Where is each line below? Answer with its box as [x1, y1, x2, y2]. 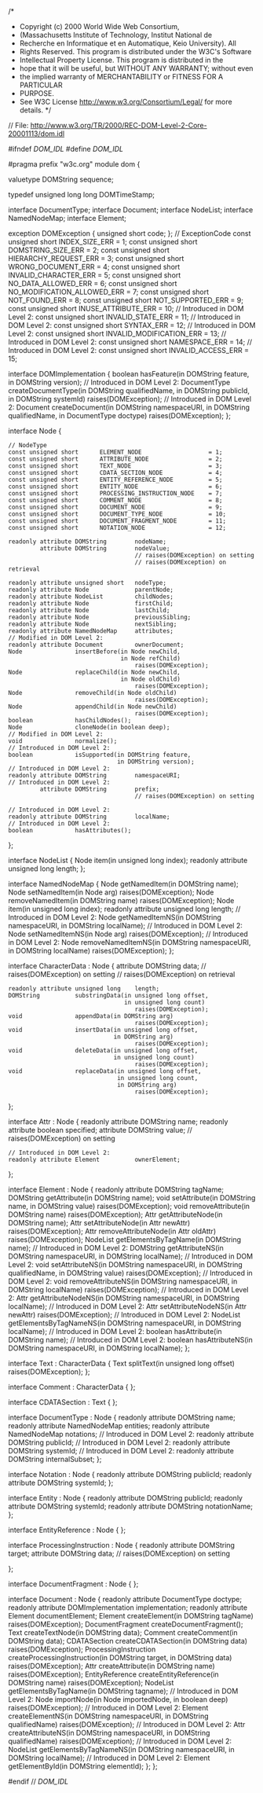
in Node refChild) [120, 655, 181, 663]
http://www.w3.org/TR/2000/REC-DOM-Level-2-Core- [30, 121, 207, 130]
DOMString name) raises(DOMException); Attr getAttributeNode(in [8, 1210, 223, 1219]
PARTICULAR [19, 80, 63, 90]
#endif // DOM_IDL [8, 1776, 69, 1786]
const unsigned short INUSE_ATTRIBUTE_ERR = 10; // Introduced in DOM [8, 304, 245, 313]
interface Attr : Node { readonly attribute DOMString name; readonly [8, 1117, 228, 1126]
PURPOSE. [19, 89, 55, 97]
